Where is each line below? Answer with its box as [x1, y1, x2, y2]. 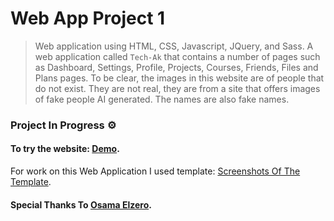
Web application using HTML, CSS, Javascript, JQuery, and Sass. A [34, 40, 314, 52]
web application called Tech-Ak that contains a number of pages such [34, 50, 321, 62]
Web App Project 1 [10, 7, 166, 30]
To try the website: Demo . [10, 143, 120, 155]
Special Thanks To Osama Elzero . [10, 198, 152, 211]
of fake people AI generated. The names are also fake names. [34, 93, 290, 105]
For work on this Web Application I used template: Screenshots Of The [10, 165, 301, 177]
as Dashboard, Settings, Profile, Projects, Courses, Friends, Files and [34, 61, 319, 73]
